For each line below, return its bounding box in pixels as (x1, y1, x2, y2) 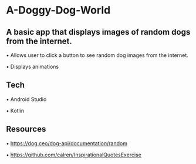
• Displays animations (6, 63, 59, 70)
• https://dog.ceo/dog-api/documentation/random (6, 139, 128, 147)
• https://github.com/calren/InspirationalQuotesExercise (6, 151, 142, 158)
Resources (6, 124, 46, 134)
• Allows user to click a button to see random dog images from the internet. (6, 52, 189, 59)
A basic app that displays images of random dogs (6, 27, 191, 37)
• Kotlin (6, 107, 25, 114)
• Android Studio (6, 95, 47, 103)
